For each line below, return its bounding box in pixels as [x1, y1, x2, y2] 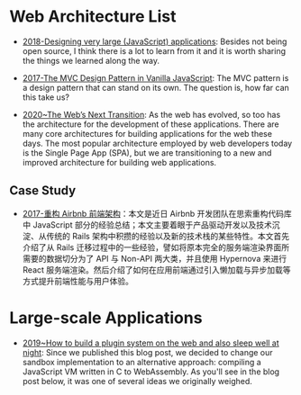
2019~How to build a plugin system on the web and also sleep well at [22, 337, 279, 348]
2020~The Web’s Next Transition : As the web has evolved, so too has [22, 109, 281, 120]
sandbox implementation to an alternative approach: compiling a [22, 356, 261, 367]
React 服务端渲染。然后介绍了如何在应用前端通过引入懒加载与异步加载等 [22, 264, 291, 275]
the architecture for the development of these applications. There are [22, 119, 279, 130]
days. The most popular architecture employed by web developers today [22, 138, 293, 148]
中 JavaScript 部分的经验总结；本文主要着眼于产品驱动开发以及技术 [22, 219, 272, 230]
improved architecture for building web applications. [22, 157, 217, 167]
